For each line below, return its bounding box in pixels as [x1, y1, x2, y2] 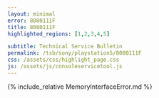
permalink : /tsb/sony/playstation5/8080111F [7, 50, 142, 57]
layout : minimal [7, 10, 56, 18]
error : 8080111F [7, 17, 56, 24]
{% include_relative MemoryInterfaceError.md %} [7, 82, 153, 91]
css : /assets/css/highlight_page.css [7, 56, 120, 64]
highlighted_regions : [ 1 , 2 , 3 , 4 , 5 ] [7, 30, 111, 38]
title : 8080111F [7, 23, 56, 31]
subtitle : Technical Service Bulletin [7, 43, 123, 50]
